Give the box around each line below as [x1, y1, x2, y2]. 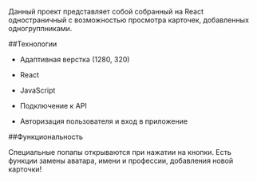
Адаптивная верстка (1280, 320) [19, 55, 130, 64]
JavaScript [19, 85, 56, 95]
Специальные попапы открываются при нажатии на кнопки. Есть [8, 148, 231, 156]
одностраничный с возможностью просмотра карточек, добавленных [8, 15, 250, 25]
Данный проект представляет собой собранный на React [8, 7, 204, 16]
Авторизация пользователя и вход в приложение [19, 117, 188, 126]
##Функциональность [8, 132, 84, 141]
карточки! [8, 164, 42, 174]
